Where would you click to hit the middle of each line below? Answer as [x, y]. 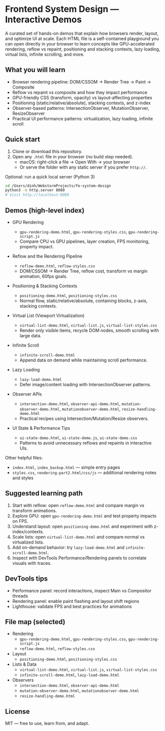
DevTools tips [27, 579]
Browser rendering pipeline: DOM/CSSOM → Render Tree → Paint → [82, 82]
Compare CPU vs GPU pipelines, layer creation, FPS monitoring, [84, 241]
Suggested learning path [44, 493]
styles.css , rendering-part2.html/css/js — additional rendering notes [84, 473]
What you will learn [35, 70]
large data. [31, 336]
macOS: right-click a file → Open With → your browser [75, 162]
